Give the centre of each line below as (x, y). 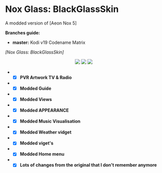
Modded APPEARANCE (44, 110)
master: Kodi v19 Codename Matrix (49, 42)
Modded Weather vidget (46, 132)
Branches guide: (23, 32)
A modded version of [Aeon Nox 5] (41, 23)
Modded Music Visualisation (50, 121)
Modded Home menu (42, 154)
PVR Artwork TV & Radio (46, 77)
